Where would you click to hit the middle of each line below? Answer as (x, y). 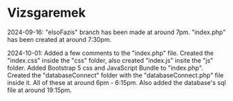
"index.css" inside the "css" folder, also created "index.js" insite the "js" (110, 60)
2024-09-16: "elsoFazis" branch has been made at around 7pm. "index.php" (116, 32)
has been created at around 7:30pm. (59, 39)
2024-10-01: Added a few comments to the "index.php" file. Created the (111, 53)
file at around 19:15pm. (40, 90)
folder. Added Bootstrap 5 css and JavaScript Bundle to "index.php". (105, 68)
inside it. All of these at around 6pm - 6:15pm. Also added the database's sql (116, 82)
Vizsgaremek (47, 13)
